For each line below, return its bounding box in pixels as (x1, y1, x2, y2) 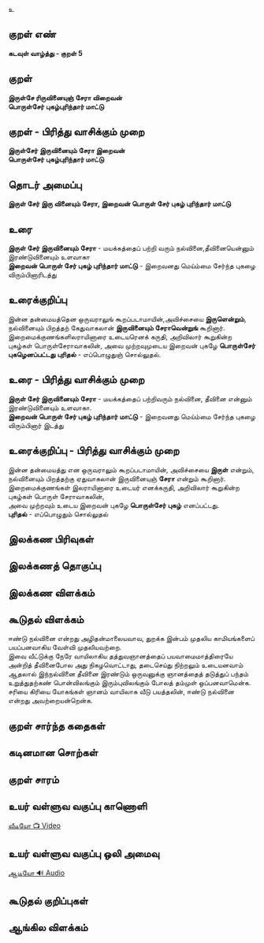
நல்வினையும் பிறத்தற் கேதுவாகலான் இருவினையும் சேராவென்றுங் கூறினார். (8, 322, 226, 332)
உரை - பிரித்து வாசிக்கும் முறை (8, 373, 144, 386)
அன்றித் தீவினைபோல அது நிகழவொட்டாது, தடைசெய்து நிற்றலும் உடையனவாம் (8, 660, 244, 670)
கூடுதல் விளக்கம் (8, 613, 84, 627)
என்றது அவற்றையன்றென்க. (8, 695, 93, 706)
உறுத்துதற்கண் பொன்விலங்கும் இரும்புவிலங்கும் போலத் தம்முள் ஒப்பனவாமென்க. (8, 678, 251, 688)
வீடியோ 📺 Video (8, 821, 61, 830)
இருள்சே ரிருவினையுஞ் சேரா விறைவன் (8, 92, 123, 102)
